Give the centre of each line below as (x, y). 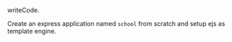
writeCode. (24, 10)
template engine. (32, 31)
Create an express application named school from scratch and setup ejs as (116, 23)
